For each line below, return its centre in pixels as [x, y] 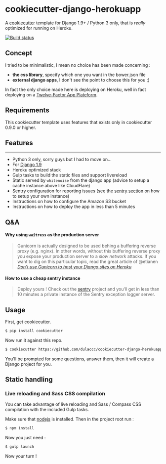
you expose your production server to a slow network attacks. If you [87, 256]
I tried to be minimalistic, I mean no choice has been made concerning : [78, 65]
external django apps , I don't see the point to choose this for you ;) [81, 80]
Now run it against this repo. [34, 340]
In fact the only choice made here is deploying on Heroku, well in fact [76, 89]
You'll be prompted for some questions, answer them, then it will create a [80, 359]
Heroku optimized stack [37, 170]
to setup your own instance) [41, 196]
